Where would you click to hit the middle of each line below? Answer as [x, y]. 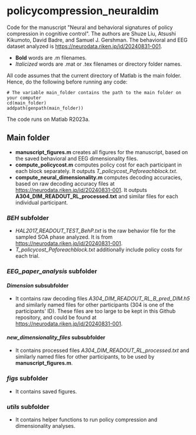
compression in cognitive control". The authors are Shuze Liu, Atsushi [92, 33]
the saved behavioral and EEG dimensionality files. [76, 158]
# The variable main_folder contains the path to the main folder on [94, 92]
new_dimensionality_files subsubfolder [56, 337]
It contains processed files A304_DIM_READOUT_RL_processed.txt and [102, 350]
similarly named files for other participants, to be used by [85, 357]
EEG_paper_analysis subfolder [52, 271]
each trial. [27, 256]
